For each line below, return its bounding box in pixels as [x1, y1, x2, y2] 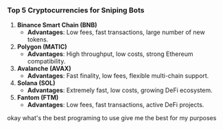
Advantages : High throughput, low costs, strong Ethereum [27, 50, 193, 58]
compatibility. [27, 57, 66, 66]
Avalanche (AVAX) [16, 64, 71, 73]
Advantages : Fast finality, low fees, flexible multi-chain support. [27, 72, 209, 80]
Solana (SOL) [16, 79, 56, 87]
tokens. [27, 35, 49, 44]
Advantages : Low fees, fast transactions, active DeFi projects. [27, 101, 204, 109]
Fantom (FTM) [16, 94, 59, 102]
